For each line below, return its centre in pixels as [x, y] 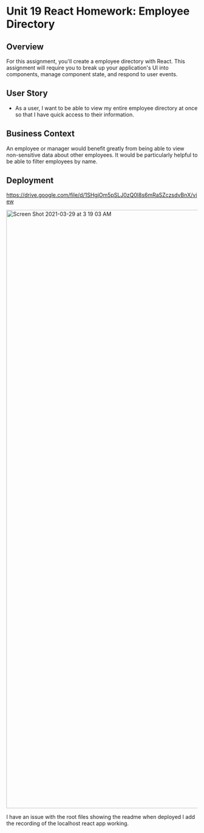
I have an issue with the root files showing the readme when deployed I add [101, 817]
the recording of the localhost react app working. [68, 823]
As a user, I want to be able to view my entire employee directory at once [106, 108]
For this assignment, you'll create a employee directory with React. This [96, 61]
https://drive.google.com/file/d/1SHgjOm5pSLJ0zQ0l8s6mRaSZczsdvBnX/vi [102, 195]
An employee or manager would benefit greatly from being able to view [95, 148]
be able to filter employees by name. [52, 161]
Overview [25, 47]
